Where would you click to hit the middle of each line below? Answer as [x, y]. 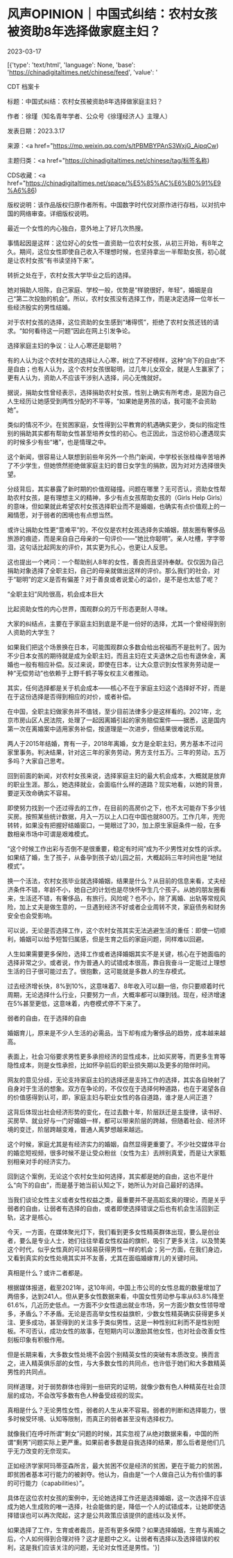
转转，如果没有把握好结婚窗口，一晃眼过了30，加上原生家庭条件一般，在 [111, 825]
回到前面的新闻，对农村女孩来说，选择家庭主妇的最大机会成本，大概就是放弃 [116, 775]
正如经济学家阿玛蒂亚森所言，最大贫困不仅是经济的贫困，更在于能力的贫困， [116, 1466]
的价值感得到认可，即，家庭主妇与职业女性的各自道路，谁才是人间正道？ [110, 1097]
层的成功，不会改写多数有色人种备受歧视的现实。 [77, 1395]
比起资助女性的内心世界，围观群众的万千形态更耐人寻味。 [89, 608]
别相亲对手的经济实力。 [41, 1161]
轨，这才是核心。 [32, 1217]
